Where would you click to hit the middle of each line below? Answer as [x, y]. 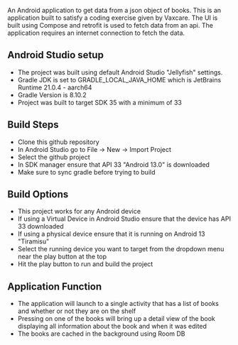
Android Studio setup [56, 55]
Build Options [38, 195]
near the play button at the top [62, 257]
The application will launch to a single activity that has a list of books [118, 304]
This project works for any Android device [79, 212]
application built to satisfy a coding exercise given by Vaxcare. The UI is [113, 18]
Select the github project [54, 157]
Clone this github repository [58, 142]
